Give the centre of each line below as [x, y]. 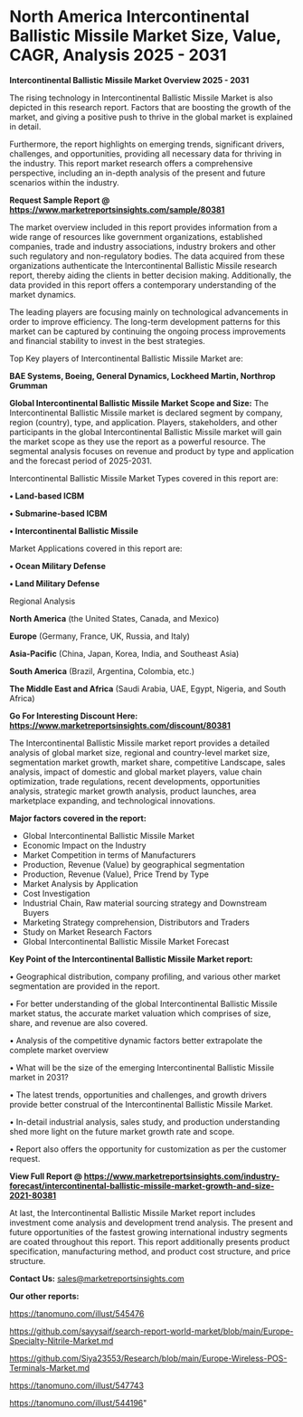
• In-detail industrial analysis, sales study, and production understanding [145, 1122]
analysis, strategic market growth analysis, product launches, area [133, 791]
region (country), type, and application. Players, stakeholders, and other [143, 422]
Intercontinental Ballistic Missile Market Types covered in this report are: [144, 478]
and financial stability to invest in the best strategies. [107, 340]
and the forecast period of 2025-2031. [80, 461]
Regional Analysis [43, 601]
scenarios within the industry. [64, 182]
